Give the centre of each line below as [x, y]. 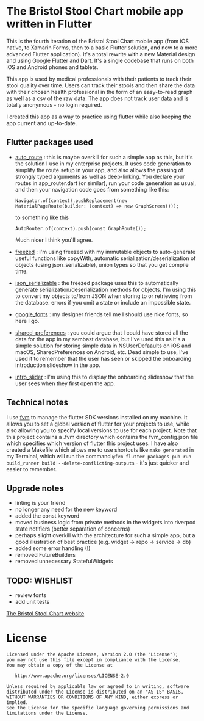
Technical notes [37, 403]
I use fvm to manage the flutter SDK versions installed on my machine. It [97, 417]
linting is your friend [40, 503]
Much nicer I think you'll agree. [54, 240]
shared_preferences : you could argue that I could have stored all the [101, 332]
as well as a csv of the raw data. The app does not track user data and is [97, 98]
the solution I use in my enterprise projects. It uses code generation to [103, 164]
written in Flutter [49, 24]
